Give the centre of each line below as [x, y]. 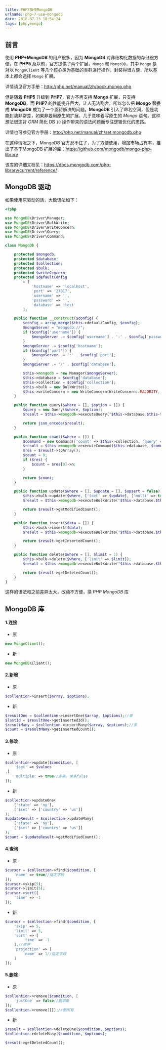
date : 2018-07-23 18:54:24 [33, 19]
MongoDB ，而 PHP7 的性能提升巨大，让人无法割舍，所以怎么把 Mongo [78, 103]
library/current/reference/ [31, 170]
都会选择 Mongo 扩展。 [36, 76]
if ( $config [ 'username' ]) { [52, 332]
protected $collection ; [39, 263]
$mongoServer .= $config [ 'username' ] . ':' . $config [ [89, 336]
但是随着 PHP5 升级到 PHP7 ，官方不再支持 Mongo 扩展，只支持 [70, 97]
